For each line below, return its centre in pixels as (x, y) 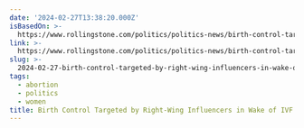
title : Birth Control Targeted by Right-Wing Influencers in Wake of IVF (152, 110)
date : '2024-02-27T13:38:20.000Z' (75, 18)
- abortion (38, 85)
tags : (19, 77)
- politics (38, 93)
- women (32, 101)
